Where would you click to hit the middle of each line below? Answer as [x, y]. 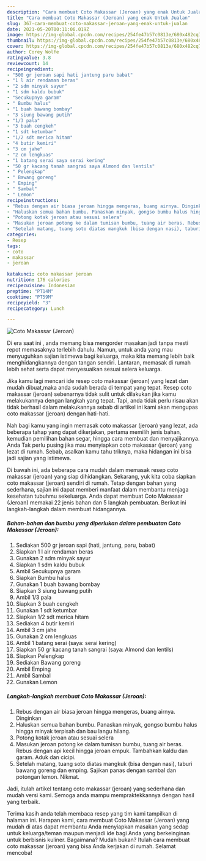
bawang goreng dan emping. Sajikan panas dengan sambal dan [96, 770]
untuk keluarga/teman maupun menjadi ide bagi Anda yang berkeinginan [98, 833]
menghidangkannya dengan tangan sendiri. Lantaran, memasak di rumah [99, 363]
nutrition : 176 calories [39, 280]
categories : [22, 234]
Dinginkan [28, 718]
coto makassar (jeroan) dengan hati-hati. [58, 414]
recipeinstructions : [33, 200]
